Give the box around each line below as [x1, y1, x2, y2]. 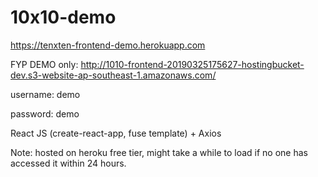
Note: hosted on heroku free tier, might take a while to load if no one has [10, 146, 308, 158]
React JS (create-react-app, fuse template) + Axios [10, 127, 222, 139]
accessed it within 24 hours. [10, 157, 127, 169]
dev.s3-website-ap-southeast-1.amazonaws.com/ [10, 69, 217, 81]
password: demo [10, 107, 80, 120]
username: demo [10, 88, 81, 100]
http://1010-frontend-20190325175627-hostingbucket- [80, 58, 305, 70]
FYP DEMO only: [10, 58, 79, 70]
